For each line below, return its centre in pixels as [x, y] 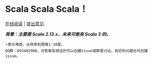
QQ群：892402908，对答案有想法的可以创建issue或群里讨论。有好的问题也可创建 [76, 51]
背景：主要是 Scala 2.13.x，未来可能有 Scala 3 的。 [58, 34]
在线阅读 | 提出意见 [25, 24]
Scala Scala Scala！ [47, 9]
